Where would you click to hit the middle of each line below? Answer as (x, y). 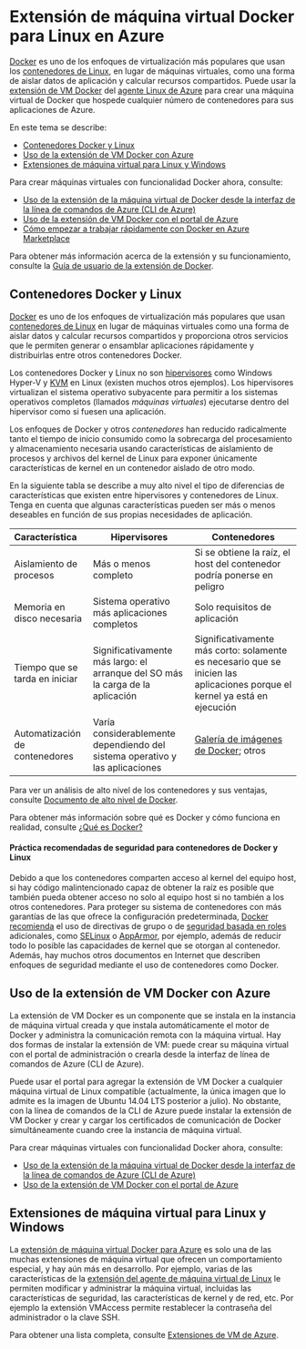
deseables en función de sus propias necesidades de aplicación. (131, 514)
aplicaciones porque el (243, 684)
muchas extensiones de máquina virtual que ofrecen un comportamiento (146, 1259)
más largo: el (120, 661)
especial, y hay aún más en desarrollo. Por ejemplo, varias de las (131, 1269)
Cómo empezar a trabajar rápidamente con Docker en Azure (136, 229)
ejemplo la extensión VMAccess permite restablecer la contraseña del (141, 1307)
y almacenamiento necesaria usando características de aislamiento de (141, 448)
